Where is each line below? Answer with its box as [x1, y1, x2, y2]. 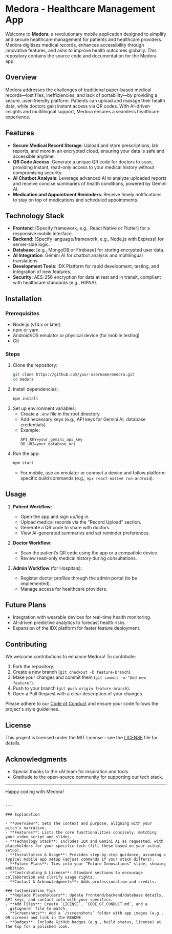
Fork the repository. [12, 663, 55, 670]
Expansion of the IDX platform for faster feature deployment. [12, 625, 141, 631]
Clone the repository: [12, 362, 58, 368]
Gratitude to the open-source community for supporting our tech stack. [12, 774, 164, 780]
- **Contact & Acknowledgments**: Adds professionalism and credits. [5, 879, 157, 884]
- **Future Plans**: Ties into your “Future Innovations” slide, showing [5, 861, 166, 866]
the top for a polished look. [5, 924, 70, 929]
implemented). [20, 580, 51, 587]
